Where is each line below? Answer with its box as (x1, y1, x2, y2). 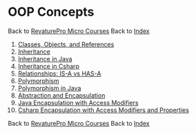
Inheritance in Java (17, 54, 72, 63)
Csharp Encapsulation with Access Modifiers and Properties (17, 106, 189, 114)
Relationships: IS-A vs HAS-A (17, 69, 101, 78)
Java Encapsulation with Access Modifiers (17, 98, 139, 107)
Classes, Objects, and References (17, 40, 115, 48)
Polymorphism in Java (17, 84, 81, 92)
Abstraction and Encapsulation (17, 91, 106, 100)
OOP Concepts (8, 4, 95, 20)
